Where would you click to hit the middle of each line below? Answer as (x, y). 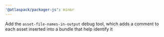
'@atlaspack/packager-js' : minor (40, 10)
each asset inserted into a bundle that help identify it (59, 29)
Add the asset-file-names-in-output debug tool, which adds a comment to (82, 24)
